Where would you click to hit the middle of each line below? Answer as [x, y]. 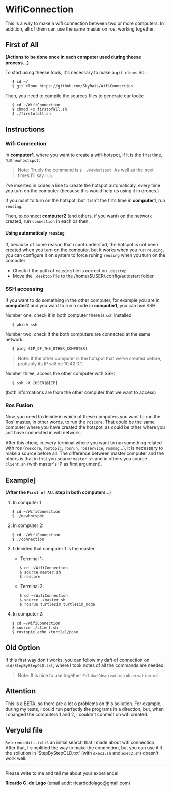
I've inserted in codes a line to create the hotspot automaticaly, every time [83, 185]
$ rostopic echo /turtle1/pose [45, 632]
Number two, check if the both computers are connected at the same [78, 334]
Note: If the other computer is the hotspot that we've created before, [90, 358]
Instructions [25, 129]
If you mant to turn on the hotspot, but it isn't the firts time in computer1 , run [85, 201]
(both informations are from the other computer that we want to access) [81, 392]
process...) [17, 63]
